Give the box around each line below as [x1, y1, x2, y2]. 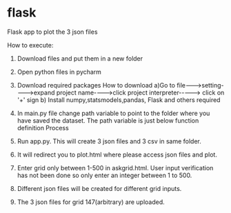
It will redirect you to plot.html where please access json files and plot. [17, 150, 217, 159]
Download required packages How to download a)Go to [17, 81, 176, 89]
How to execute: [7, 41, 54, 49]
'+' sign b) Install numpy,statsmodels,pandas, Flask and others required [17, 95, 221, 104]
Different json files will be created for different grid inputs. [17, 184, 182, 192]
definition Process [17, 123, 69, 132]
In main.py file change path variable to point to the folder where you [17, 109, 210, 117]
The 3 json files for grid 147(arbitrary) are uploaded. [17, 198, 165, 206]
